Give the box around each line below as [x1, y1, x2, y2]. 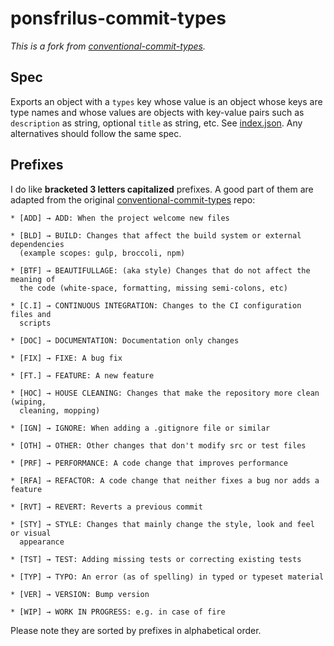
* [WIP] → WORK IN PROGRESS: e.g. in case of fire [10, 607, 226, 617]
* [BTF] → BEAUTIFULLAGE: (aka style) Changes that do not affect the [10, 265, 311, 276]
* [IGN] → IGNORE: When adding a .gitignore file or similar [10, 423, 271, 433]
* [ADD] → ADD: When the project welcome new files [10, 213, 230, 223]
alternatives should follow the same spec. [10, 127, 182, 139]
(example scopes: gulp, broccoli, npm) [19, 248, 186, 258]
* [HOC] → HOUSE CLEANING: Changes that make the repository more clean [10, 388, 320, 398]
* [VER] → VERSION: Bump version [10, 589, 150, 599]
